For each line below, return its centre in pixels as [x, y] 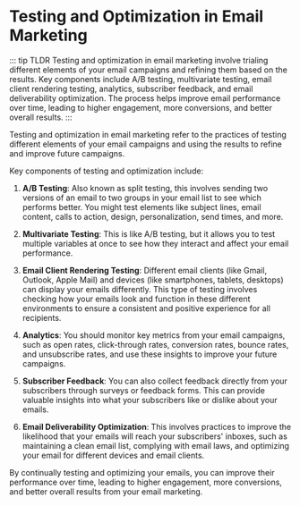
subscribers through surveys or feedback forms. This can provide [144, 390]
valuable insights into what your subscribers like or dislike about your [150, 400]
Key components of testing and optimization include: [107, 171]
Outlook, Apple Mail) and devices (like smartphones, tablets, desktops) [153, 280]
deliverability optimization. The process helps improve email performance [145, 98]
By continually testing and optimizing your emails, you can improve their [142, 472]
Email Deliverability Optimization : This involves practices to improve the [157, 426]
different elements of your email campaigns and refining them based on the [149, 70]
